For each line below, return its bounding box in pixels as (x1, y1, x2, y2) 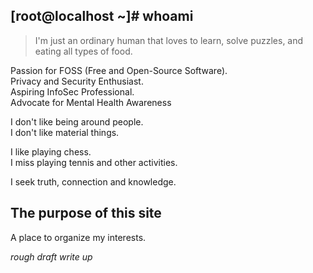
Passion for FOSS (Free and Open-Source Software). (10, 64, 228, 76)
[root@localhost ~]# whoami (10, 8, 194, 25)
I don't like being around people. (10, 115, 144, 128)
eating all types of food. (34, 45, 133, 57)
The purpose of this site (10, 205, 162, 222)
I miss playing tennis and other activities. (10, 156, 178, 168)
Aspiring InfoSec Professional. (10, 85, 135, 98)
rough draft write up (10, 250, 93, 263)
